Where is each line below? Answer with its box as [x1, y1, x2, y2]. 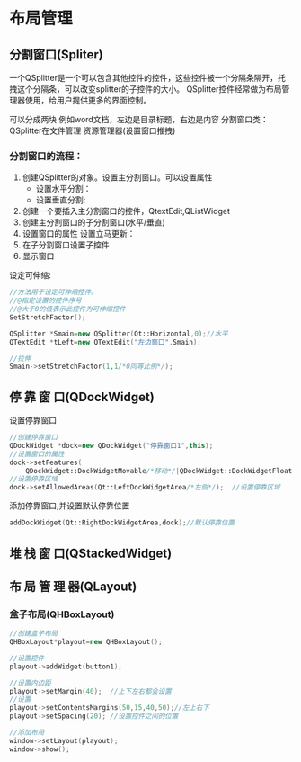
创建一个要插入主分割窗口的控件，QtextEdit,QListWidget [22, 206, 231, 217]
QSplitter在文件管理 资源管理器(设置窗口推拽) [9, 125, 176, 136]
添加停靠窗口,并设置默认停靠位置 [9, 500, 130, 511]
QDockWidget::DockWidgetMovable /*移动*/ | [25, 466, 180, 475]
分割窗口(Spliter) [9, 47, 103, 62]
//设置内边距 [9, 678, 51, 687]
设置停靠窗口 [9, 415, 57, 426]
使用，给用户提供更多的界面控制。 [24, 95, 151, 105]
